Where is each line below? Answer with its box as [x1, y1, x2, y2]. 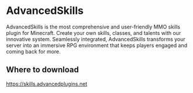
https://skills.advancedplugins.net [6, 80, 87, 87]
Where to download [6, 65, 79, 75]
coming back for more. [6, 48, 61, 55]
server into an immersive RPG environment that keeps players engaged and [6, 42, 188, 49]
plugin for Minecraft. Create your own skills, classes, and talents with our [6, 29, 181, 36]
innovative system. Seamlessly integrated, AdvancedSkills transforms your [6, 35, 185, 42]
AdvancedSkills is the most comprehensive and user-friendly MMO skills [6, 23, 181, 30]
